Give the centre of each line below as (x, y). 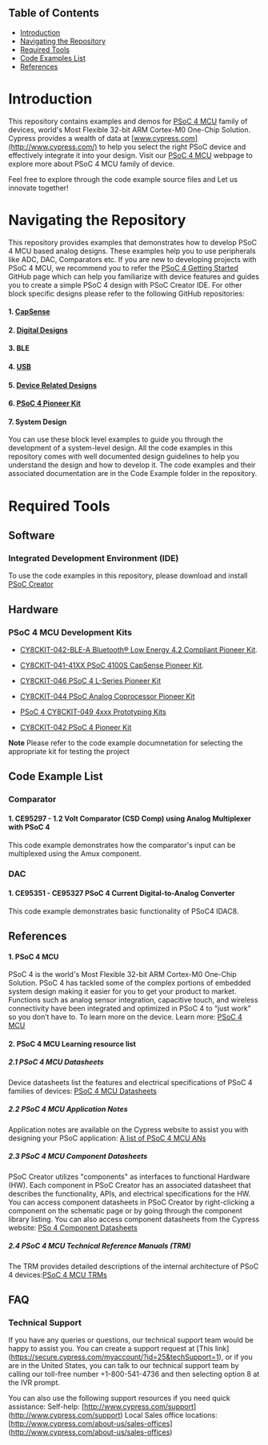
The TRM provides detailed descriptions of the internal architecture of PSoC (134, 1266)
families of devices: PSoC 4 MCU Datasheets (83, 1091)
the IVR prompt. (34, 1382)
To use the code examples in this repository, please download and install (128, 575)
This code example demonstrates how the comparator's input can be (122, 845)
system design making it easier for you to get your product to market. (122, 991)
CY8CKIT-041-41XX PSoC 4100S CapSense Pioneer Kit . (112, 665)
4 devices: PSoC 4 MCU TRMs (58, 1274)
